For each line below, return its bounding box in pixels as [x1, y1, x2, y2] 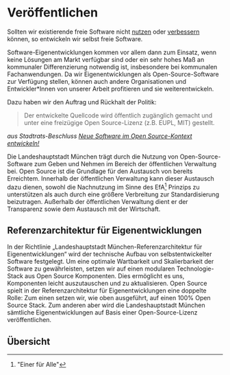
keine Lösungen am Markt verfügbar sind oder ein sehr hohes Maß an [7, 55, 205, 63]
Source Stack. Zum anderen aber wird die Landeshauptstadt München [7, 301, 205, 310]
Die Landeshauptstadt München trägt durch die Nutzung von [7, 152, 179, 161]
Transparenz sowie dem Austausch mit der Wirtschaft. [7, 205, 161, 213]
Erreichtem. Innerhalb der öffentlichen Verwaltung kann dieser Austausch [7, 174, 214, 183]
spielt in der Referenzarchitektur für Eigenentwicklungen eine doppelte [7, 286, 207, 295]
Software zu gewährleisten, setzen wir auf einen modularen [7, 264, 175, 273]
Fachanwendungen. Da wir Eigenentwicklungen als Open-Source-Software [7, 70, 219, 78]
